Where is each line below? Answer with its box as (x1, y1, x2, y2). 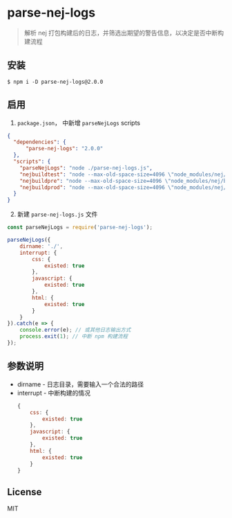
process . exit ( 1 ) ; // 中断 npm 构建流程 (19, 333, 128, 340)
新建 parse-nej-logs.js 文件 (17, 210, 98, 219)
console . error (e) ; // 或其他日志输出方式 (19, 327, 131, 334)
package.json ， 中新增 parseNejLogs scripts (17, 118, 141, 127)
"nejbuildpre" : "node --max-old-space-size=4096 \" (19, 177, 171, 184)
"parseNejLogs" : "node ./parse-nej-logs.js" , (19, 164, 153, 171)
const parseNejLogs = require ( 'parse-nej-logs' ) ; (7, 224, 153, 231)
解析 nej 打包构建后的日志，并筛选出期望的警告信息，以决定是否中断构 (23, 28, 224, 37)
